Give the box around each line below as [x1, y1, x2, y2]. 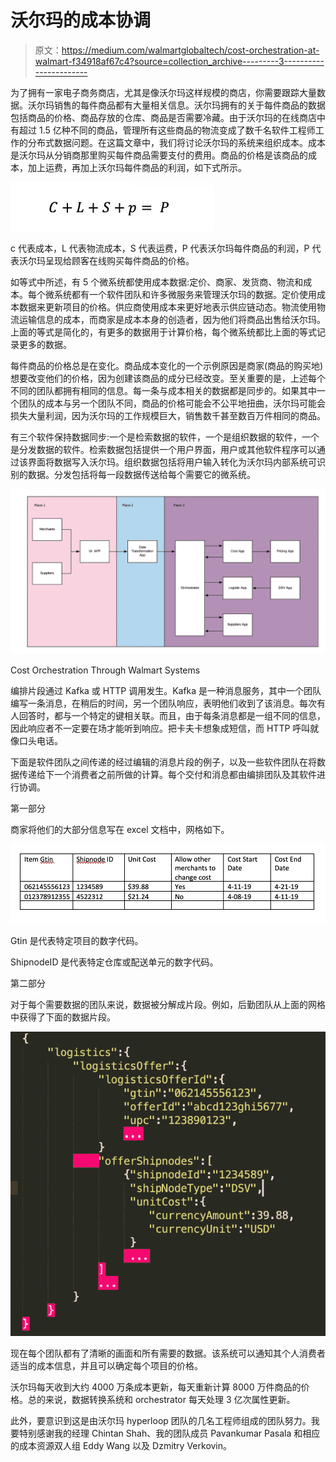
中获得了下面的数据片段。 [10, 1011, 116, 1023]
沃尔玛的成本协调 [10, 9, 152, 32]
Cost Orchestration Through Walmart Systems [10, 664, 201, 676]
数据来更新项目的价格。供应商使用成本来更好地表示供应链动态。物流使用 [18, 301, 317, 313]
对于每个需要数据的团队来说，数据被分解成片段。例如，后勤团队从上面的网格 [10, 999, 326, 1011]
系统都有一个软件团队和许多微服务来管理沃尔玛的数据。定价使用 [53, 288, 317, 300]
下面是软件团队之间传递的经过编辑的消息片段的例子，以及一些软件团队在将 [10, 756, 317, 768]
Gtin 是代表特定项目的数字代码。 [10, 935, 144, 947]
